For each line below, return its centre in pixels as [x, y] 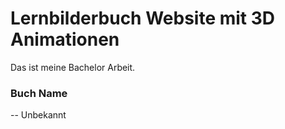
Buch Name [39, 93]
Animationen [65, 39]
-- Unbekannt [38, 115]
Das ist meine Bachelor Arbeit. [73, 67]
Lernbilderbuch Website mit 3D [143, 18]
